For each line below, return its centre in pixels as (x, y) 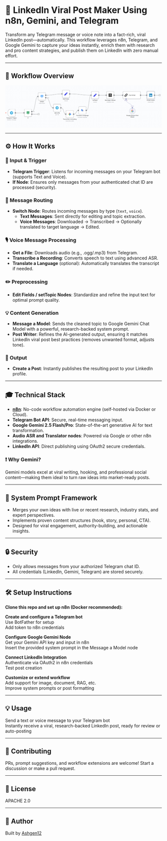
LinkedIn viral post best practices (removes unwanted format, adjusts (83, 339)
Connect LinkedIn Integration (36, 657)
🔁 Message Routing (29, 200)
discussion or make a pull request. (40, 768)
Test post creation (24, 668)
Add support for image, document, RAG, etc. (51, 683)
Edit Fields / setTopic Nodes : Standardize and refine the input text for (84, 295)
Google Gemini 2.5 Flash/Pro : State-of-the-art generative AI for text (82, 425)
